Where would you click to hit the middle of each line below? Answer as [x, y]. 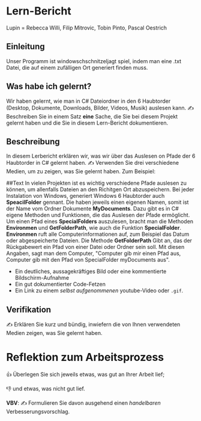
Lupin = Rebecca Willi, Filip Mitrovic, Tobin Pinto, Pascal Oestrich [86, 28]
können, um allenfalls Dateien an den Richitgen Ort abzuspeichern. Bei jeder [100, 189]
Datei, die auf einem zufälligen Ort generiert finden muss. [77, 67]
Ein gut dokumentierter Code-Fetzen [60, 284]
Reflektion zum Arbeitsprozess [85, 358]
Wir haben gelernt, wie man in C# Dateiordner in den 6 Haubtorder [88, 101]
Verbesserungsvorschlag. [38, 412]
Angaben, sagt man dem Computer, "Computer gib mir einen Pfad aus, [94, 253]
